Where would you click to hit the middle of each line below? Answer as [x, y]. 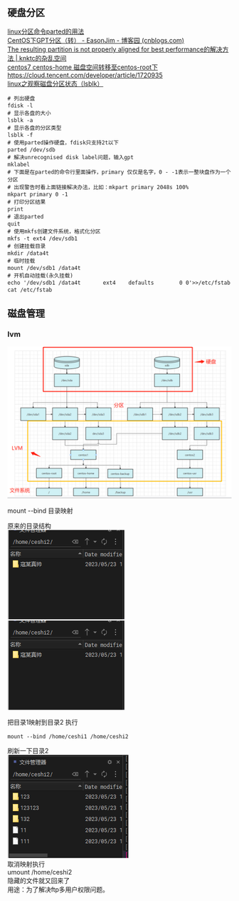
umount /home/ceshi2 [40, 872]
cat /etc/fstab [30, 290]
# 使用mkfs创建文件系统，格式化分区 [54, 231]
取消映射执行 [26, 864]
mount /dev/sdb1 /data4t [44, 268]
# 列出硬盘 [21, 99]
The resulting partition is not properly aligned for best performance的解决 [115, 49]
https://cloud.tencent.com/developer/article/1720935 [85, 75]
